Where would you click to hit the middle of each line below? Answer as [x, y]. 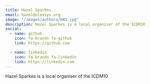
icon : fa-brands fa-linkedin [46, 57]
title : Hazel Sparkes [28, 10]
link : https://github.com [42, 43]
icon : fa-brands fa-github [43, 39]
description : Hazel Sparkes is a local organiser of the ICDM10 [75, 24]
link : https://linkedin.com [44, 62]
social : [14, 29]
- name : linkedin [28, 52]
